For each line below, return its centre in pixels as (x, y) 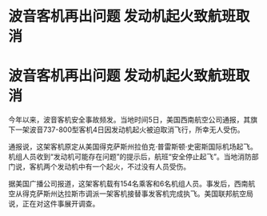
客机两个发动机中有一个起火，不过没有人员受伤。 (110, 167)
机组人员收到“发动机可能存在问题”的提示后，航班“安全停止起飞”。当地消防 (130, 157)
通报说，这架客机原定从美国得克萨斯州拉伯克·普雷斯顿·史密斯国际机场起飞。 (133, 147)
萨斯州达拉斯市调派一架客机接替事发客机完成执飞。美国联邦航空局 (144, 194)
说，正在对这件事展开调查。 (54, 204)
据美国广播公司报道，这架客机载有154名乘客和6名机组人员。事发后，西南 (128, 184)
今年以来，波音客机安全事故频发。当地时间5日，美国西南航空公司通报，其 (130, 120)
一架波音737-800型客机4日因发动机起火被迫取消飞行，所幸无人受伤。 (130, 130)
